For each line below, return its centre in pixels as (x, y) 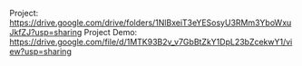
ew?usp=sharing (41, 52)
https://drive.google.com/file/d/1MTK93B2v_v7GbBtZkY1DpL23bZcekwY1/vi (151, 42)
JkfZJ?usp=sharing (46, 32)
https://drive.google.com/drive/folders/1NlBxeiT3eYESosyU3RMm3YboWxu (151, 23)
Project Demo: (111, 32)
